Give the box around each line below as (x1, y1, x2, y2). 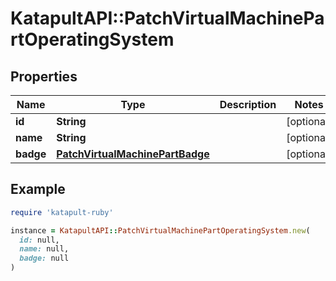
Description (219, 98, 277, 111)
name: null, (19, 244, 70, 254)
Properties (10, 68, 78, 85)
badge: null (19, 253, 70, 264)
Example (10, 181, 66, 198)
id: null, (19, 235, 60, 245)
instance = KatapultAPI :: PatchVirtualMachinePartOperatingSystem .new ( (10, 225, 311, 236)
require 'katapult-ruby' (10, 207, 114, 217)
